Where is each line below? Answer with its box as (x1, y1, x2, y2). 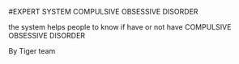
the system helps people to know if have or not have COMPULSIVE (8, 22, 232, 31)
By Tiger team (8, 46, 56, 55)
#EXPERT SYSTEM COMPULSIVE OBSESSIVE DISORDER (8, 7, 198, 16)
